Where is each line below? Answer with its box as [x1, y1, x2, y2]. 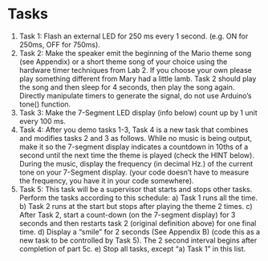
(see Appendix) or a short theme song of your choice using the [18, 57, 228, 66]
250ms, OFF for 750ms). [18, 39, 101, 49]
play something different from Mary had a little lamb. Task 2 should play [18, 74, 257, 83]
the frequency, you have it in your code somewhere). [18, 175, 194, 185]
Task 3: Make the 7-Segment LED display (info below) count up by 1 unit [18, 107, 258, 117]
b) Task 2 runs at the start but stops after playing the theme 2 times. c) [18, 201, 254, 211]
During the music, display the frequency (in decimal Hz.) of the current [18, 159, 254, 168]
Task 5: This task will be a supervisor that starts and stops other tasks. [18, 184, 253, 194]
